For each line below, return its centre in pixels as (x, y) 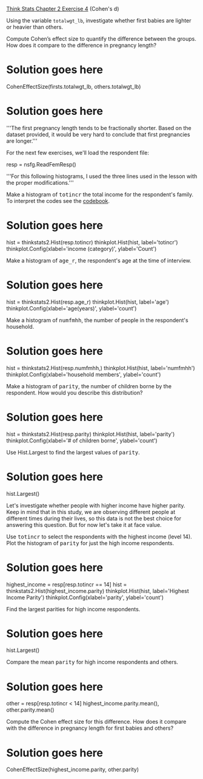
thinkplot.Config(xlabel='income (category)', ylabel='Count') (82, 249)
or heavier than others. (35, 27)
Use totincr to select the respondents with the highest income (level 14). (99, 537)
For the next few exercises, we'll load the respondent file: (78, 153)
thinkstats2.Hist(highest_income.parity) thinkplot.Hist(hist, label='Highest (98, 591)
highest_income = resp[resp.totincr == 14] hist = (67, 584)
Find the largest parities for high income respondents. (73, 609)
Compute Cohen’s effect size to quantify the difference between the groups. (101, 39)
